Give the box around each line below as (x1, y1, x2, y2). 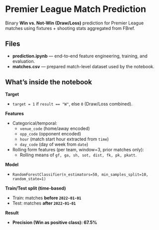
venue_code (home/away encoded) (19, 125, 90, 131)
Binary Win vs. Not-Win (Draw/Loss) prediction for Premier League (5, 20, 144, 26)
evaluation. (12, 58, 35, 64)
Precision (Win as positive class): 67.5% (12, 219, 97, 225)
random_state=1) (12, 176, 46, 181)
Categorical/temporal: (12, 120, 58, 126)
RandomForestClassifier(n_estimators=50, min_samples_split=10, (12, 172, 149, 177)
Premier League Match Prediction (5, 3, 147, 15)
